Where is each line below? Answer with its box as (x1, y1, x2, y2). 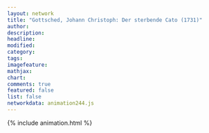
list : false (7, 94, 42, 101)
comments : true (7, 81, 51, 88)
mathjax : (7, 68, 33, 74)
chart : (7, 74, 26, 81)
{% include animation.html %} (7, 119, 93, 127)
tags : (7, 55, 23, 62)
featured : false (7, 87, 54, 94)
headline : (7, 36, 36, 43)
